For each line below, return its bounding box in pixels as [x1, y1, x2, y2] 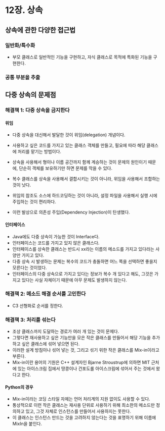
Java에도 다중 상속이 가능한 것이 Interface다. [12, 233, 100, 239]
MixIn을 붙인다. [12, 421, 42, 427]
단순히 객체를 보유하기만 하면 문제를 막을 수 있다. [19, 165, 113, 171]
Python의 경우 [5, 384, 34, 390]
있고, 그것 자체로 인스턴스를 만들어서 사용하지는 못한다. [25, 408, 131, 414]
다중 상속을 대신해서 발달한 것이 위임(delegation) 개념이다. [12, 132, 125, 138]
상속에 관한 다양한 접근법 [5, 26, 76, 34]
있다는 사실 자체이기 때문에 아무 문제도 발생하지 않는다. [21, 277, 127, 283]
